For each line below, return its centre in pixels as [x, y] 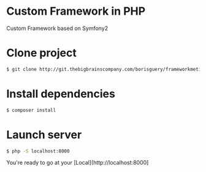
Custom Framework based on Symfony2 [57, 28]
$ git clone [21, 69]
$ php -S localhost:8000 [38, 151]
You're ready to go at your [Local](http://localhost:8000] [78, 163]
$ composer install [31, 110]
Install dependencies [61, 94]
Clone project [41, 53]
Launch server [44, 134]
